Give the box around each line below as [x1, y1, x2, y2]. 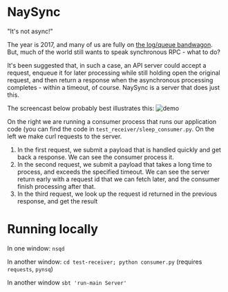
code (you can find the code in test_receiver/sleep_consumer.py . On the [7, 125, 215, 133]
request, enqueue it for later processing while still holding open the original [7, 69, 220, 77]
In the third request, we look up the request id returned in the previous [17, 190, 218, 198]
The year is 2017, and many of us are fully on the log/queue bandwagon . [7, 40, 213, 48]
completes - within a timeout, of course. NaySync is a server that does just [7, 83, 220, 91]
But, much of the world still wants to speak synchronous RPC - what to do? [7, 48, 221, 56]
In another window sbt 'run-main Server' [7, 278, 127, 286]
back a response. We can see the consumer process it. [17, 153, 174, 161]
